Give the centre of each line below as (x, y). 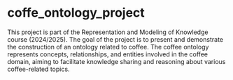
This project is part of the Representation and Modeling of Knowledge (108, 32)
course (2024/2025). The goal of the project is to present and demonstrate (115, 39)
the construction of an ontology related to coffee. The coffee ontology (108, 47)
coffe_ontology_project (76, 13)
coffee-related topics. (38, 69)
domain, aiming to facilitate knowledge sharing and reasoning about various (116, 61)
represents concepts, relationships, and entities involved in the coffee (108, 54)
